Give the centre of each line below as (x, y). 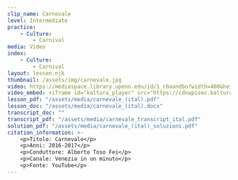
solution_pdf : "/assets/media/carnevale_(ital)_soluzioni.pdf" (103, 126)
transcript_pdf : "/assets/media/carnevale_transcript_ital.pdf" (104, 119)
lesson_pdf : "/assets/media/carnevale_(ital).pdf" (84, 100)
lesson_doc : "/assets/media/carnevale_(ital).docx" (85, 106)
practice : (22, 27)
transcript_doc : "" (36, 113)
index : (17, 54)
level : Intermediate (38, 21)
